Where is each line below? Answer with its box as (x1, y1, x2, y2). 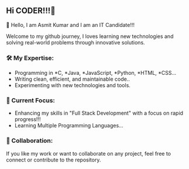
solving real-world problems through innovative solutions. (6, 39, 145, 46)
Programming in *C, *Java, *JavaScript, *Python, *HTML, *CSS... (14, 70, 177, 77)
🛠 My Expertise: (6, 54, 54, 62)
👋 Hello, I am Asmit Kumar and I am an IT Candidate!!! (6, 21, 135, 28)
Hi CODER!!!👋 (6, 6, 56, 16)
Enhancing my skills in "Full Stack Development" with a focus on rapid (14, 109, 183, 117)
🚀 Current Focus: (6, 96, 56, 105)
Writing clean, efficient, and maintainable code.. (14, 75, 130, 82)
